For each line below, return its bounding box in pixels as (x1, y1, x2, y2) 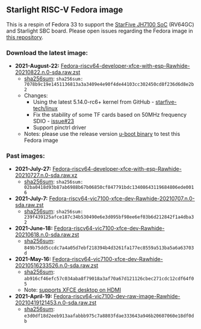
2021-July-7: (14, 195, 48, 202)
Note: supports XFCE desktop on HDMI (23, 286, 122, 294)
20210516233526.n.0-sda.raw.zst (14, 262, 99, 269)
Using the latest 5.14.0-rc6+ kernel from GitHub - (32, 99, 155, 106)
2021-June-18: (14, 225, 53, 232)
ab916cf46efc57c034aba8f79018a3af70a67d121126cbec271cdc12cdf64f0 (23, 276, 194, 282)
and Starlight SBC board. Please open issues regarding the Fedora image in (6, 27, 194, 34)
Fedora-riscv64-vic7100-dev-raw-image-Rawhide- (53, 293, 181, 300)
